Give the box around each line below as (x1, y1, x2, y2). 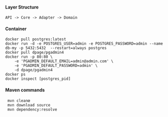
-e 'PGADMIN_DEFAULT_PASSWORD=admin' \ (14, 63, 98, 68)
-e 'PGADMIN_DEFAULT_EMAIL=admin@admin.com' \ (14, 59, 114, 64)
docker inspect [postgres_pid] (5, 76, 71, 81)
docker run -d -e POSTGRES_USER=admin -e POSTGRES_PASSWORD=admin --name (5, 41, 163, 46)
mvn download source (7, 102, 51, 107)
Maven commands (5, 87, 45, 93)
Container (5, 26, 27, 32)
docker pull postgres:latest (5, 37, 66, 42)
